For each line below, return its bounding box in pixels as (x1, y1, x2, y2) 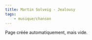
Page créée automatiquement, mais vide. (5, 30, 88, 36)
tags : (5, 12, 16, 17)
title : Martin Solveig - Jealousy (5, 7, 76, 12)
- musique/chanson (14, 16, 51, 21)
